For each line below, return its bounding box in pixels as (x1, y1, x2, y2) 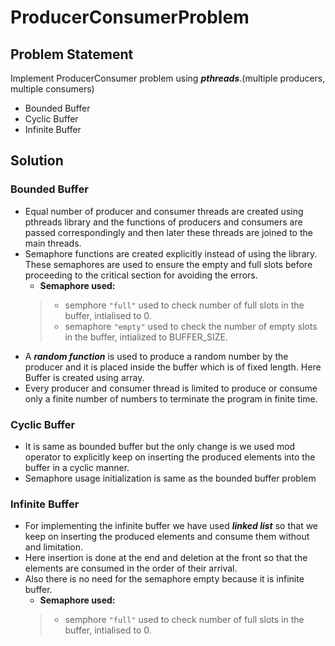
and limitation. (24, 541, 84, 553)
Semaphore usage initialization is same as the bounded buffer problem (24, 472, 317, 484)
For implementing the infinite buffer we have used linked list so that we (24, 520, 319, 532)
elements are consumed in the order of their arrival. (24, 562, 238, 575)
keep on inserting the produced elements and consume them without (24, 531, 310, 543)
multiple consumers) (10, 83, 95, 95)
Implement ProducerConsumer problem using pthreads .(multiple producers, (10, 72, 326, 84)
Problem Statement (10, 46, 134, 63)
